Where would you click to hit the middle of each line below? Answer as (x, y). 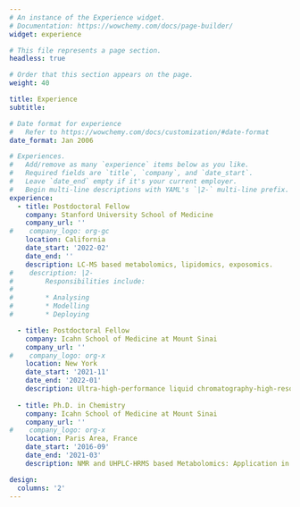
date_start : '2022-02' (67, 248)
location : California (65, 240)
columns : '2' (42, 488)
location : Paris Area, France (82, 439)
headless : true (37, 59)
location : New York (62, 364)
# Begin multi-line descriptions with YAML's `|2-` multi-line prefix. (150, 190)
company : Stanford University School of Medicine (120, 215)
